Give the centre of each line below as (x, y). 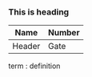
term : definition (34, 66)
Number (64, 33)
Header (26, 47)
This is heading (39, 12)
